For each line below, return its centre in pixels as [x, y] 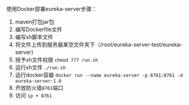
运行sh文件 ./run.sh [40, 67]
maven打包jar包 [35, 22]
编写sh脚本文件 [34, 37]
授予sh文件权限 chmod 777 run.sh [56, 60]
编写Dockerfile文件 [38, 29]
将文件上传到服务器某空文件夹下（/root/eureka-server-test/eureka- [99, 45]
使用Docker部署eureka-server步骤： [51, 9]
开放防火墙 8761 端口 [39, 88]
